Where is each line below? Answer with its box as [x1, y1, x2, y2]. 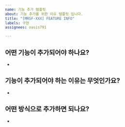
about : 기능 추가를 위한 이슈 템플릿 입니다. [5, 12, 83, 16]
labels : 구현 [5, 20, 30, 26]
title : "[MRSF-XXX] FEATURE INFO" [5, 16, 75, 21]
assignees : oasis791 [5, 25, 47, 30]
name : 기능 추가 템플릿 [5, 7, 46, 12]
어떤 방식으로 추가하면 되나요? [5, 105, 90, 113]
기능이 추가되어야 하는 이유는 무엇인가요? [5, 77, 120, 85]
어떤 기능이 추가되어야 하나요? [5, 48, 90, 56]
